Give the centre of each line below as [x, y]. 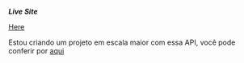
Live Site [23, 12]
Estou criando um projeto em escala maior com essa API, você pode [122, 42]
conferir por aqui [36, 51]
